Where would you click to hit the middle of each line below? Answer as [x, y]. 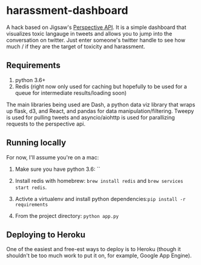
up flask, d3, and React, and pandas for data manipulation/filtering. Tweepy [100, 111]
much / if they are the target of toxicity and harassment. [76, 46]
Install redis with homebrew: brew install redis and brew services [99, 180]
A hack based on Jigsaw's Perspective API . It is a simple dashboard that [96, 27]
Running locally [36, 143]
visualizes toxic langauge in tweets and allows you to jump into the [89, 33]
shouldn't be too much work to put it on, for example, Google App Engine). [99, 256]
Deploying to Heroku [46, 235]
